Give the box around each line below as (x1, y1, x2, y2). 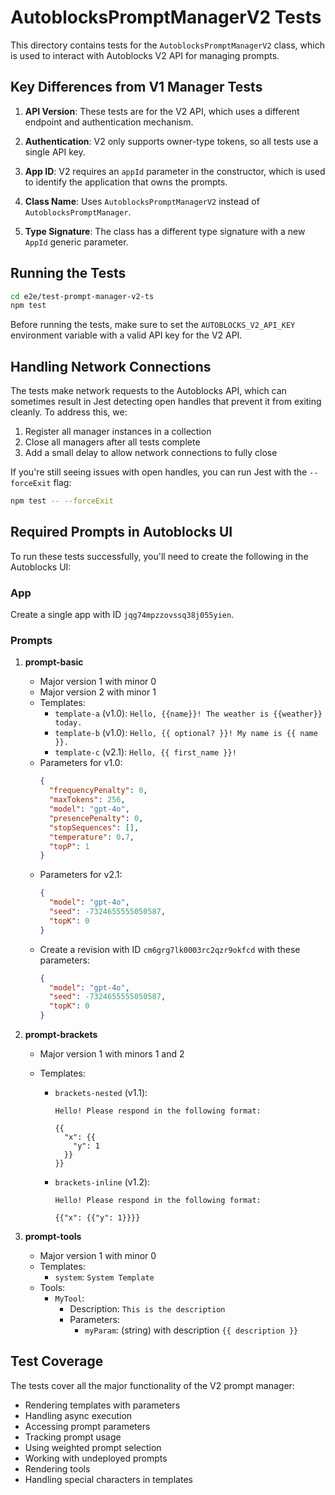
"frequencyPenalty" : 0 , (48, 786, 148, 796)
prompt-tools (24, 1231, 82, 1243)
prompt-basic (24, 656, 84, 668)
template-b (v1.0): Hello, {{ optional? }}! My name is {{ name (54, 727, 318, 739)
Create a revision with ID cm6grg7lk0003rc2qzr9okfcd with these (39, 943, 301, 955)
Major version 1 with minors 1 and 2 (39, 1048, 185, 1060)
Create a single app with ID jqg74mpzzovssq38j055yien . (10, 609, 235, 621)
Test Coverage (10, 1353, 104, 1370)
